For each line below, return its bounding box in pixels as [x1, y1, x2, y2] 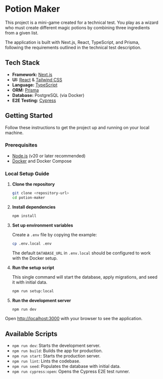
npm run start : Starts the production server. [12, 353, 101, 359]
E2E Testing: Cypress [12, 97, 56, 103]
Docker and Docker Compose [12, 158, 72, 164]
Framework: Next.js [12, 72, 53, 77]
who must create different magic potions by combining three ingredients [5, 24, 150, 30]
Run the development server [12, 297, 72, 303]
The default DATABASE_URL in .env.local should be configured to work [12, 250, 151, 256]
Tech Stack [5, 58, 40, 67]
